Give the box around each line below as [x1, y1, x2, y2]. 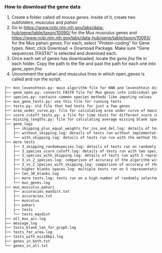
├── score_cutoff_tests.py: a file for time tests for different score [4, 112, 152, 117]
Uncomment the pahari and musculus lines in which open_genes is [11, 71, 145, 77]
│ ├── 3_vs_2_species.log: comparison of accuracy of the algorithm [4, 158, 150, 163]
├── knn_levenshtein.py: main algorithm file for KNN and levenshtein [4, 86, 150, 91]
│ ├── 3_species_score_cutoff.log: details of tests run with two [4, 149, 146, 154]
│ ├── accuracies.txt [4, 194, 53, 199]
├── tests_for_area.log [4, 230, 53, 235]
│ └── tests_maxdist [4, 212, 50, 217]
